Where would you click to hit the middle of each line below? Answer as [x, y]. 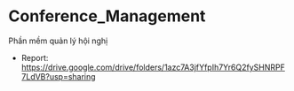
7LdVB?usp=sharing [58, 76]
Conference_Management [107, 16]
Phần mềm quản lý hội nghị [58, 41]
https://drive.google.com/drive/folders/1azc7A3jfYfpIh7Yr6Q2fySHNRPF [153, 67]
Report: [35, 57]
